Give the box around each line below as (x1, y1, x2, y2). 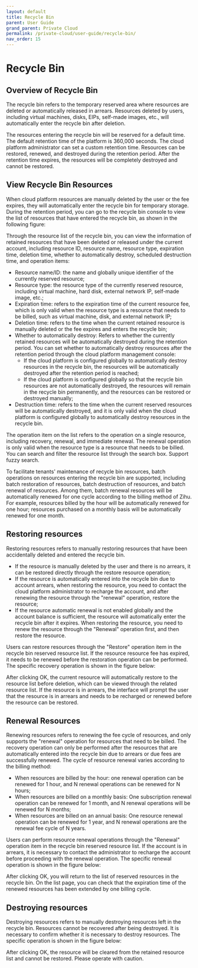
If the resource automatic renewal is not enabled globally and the (14, 606, 173, 613)
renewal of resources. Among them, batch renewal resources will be (6, 487, 173, 494)
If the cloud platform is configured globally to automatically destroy (23, 356, 187, 364)
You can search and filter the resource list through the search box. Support (6, 450, 189, 457)
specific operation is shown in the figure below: (6, 937, 122, 944)
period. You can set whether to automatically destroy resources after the (14, 344, 192, 351)
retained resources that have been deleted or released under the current (6, 238, 183, 246)
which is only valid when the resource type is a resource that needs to (14, 306, 186, 314)
